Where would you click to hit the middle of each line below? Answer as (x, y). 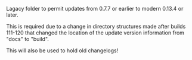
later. (13, 15)
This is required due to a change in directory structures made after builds (96, 26)
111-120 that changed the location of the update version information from (95, 33)
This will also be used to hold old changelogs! (62, 50)
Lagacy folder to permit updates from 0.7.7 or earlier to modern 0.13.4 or (95, 9)
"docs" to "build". (28, 39)
